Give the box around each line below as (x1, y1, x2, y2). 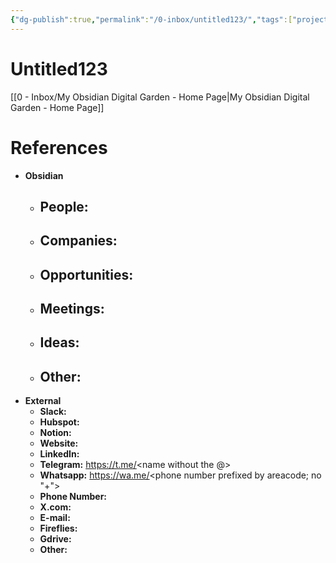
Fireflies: (39, 522, 78, 535)
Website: (39, 437, 79, 450)
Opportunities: (39, 266, 134, 283)
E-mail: (39, 512, 71, 524)
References (10, 136, 108, 159)
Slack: (39, 406, 67, 418)
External (24, 395, 62, 407)
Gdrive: (39, 533, 72, 545)
